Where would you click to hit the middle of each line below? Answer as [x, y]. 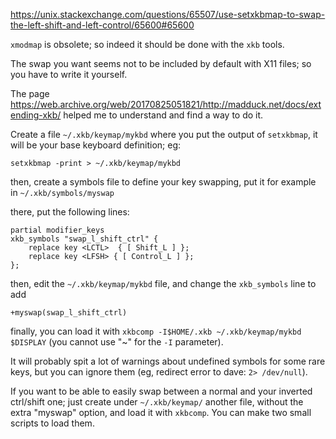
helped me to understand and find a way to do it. [163, 115]
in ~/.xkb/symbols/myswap [62, 192]
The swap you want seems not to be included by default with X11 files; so [161, 63]
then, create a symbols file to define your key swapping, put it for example [163, 182]
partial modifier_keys [57, 230]
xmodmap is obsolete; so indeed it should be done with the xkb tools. [147, 44]
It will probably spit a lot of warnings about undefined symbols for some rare [168, 361]
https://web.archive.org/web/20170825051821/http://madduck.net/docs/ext [166, 104]
